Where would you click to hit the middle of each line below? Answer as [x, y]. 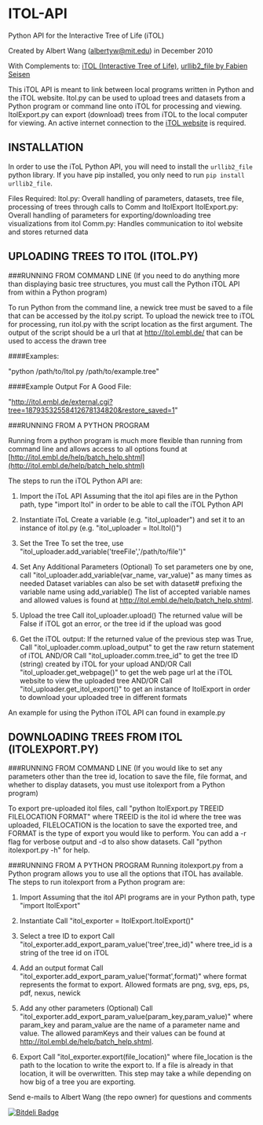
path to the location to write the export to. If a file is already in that [126, 1065]
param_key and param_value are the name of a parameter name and [130, 1025]
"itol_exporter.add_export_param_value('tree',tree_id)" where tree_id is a [136, 944]
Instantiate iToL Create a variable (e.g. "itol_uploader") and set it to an [132, 519]
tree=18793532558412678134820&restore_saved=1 [91, 410]
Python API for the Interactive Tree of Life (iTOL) [86, 35]
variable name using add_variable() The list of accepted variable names [135, 592]
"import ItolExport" [50, 906]
